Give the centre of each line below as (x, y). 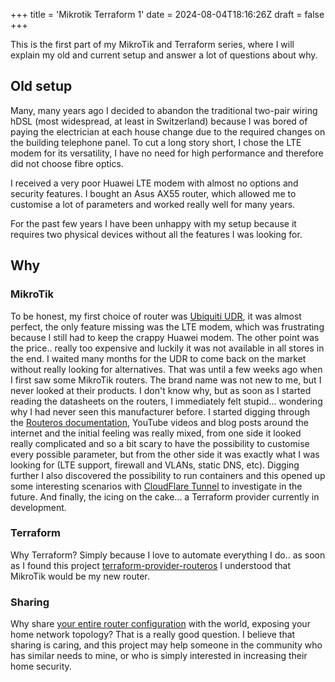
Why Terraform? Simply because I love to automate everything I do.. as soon (168, 555)
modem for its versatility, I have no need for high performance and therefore (167, 153)
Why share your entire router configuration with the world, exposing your (160, 624)
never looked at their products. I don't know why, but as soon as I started (161, 390)
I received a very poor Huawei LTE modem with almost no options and (154, 183)
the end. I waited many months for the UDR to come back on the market (158, 358)
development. (38, 507)
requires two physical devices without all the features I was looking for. (156, 234)
